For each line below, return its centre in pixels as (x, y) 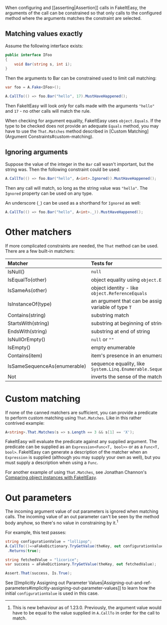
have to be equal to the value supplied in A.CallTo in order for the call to (86, 613)
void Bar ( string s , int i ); (43, 64)
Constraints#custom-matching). (61, 137)
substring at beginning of (121, 323)
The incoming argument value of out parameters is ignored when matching (82, 511)
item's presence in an (116, 355)
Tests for (102, 263)
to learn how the (139, 588)
